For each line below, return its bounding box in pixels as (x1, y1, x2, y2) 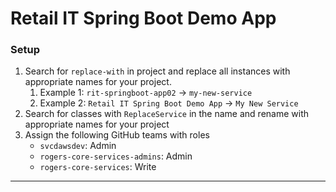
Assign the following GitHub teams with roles (24, 129, 210, 141)
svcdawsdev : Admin (39, 140, 117, 152)
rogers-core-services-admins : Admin (39, 150, 193, 162)
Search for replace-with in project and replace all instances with (24, 65, 291, 77)
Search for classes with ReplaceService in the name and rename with (24, 108, 310, 120)
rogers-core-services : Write (39, 161, 157, 173)
